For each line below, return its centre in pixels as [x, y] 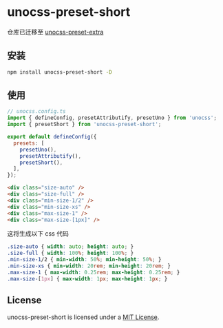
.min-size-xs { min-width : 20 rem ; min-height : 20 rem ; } [89, 266]
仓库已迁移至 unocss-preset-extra [55, 32]
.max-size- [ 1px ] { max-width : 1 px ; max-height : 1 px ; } [87, 279]
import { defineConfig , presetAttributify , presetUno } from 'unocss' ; [112, 118]
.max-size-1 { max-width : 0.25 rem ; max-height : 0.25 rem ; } [94, 272]
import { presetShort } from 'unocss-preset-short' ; [84, 125]
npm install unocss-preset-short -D [60, 72]
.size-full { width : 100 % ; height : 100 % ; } [71, 253]
